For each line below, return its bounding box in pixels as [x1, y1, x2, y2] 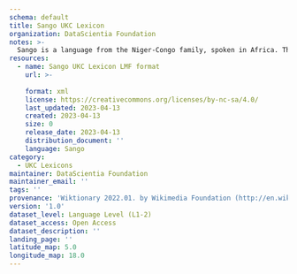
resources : [9, 54, 49, 63]
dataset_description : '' [9, 226, 101, 235]
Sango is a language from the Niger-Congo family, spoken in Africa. [17, 46, 278, 55]
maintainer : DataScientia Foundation [9, 169, 148, 178]
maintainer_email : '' [9, 178, 89, 186]
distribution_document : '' [25, 136, 125, 145]
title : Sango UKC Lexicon [9, 21, 104, 30]
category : [9, 152, 46, 162]
